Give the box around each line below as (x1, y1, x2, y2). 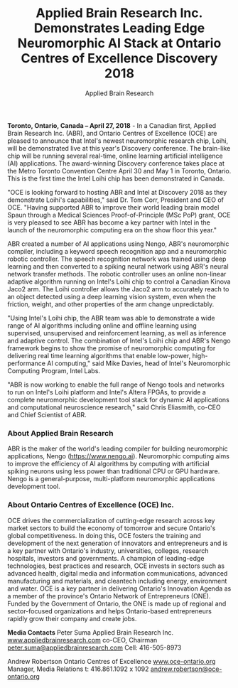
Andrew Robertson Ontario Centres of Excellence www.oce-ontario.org (7, 657, 216, 665)
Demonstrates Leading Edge (33, 20, 205, 36)
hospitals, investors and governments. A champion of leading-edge (7, 554, 205, 562)
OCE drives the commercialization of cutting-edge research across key (7, 516, 215, 525)
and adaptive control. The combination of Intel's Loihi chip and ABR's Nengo (7, 336, 231, 345)
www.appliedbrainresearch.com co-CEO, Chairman (7, 635, 158, 644)
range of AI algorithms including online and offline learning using (7, 321, 197, 330)
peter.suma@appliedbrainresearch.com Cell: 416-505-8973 (7, 643, 182, 652)
